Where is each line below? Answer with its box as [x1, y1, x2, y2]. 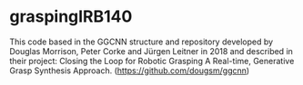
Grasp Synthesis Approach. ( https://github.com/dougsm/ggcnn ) [9, 65, 250, 76]
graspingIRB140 [9, 6, 133, 27]
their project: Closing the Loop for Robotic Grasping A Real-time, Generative [9, 55, 295, 66]
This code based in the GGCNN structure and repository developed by [9, 36, 274, 47]
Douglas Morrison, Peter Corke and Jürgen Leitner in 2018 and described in [9, 45, 294, 56]
